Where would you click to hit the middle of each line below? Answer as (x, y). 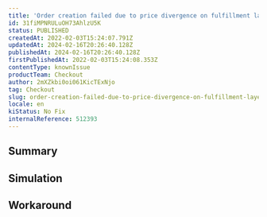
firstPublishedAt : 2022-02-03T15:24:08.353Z (83, 60)
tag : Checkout (32, 89)
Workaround (40, 205)
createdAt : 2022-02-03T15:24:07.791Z (71, 38)
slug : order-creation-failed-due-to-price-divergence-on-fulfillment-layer (136, 97)
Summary (33, 151)
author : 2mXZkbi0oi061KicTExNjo (62, 82)
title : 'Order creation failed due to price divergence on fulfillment (129, 15)
